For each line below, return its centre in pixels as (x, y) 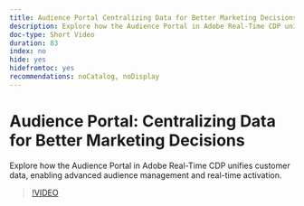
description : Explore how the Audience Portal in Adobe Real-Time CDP (145, 26)
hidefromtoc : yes (42, 69)
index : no (28, 51)
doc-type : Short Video (52, 34)
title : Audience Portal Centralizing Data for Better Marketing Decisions (153, 18)
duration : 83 (34, 43)
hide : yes (28, 60)
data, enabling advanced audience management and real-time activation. (146, 175)
